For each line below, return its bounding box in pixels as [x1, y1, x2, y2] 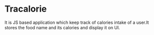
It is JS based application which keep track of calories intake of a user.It [4, 19, 149, 25]
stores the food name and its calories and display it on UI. [4, 24, 120, 30]
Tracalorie [4, 3, 47, 15]
